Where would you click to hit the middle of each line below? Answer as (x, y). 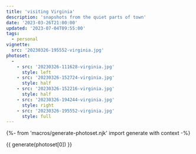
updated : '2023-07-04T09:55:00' (46, 28)
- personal (25, 39)
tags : (13, 34)
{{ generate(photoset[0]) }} (39, 145)
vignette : (18, 45)
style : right (38, 105)
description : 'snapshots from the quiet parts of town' (76, 17)
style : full (36, 116)
